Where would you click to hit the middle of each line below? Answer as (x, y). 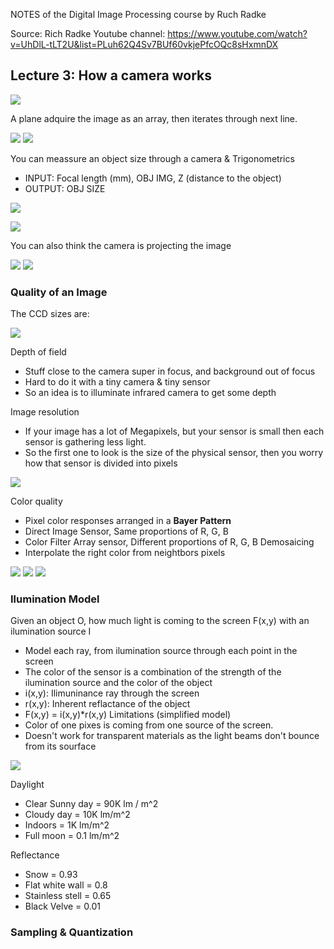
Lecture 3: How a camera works (111, 75)
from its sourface (60, 746)
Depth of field (38, 352)
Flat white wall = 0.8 (66, 885)
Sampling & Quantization (72, 932)
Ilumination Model (55, 599)
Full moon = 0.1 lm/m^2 (72, 836)
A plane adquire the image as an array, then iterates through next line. (154, 118)
